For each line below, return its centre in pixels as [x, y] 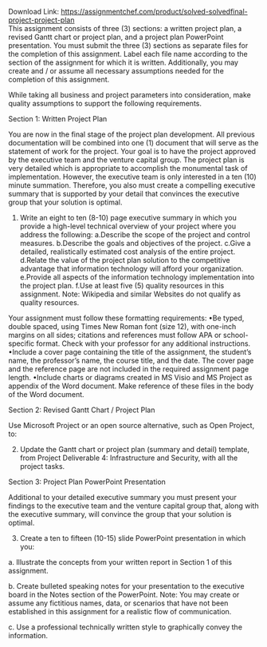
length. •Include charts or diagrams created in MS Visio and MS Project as [130, 377]
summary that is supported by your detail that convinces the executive [124, 194]
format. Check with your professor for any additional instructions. [143, 343]
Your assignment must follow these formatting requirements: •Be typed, [126, 318]
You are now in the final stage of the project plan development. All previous [132, 134]
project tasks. [42, 466]
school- [236, 335]
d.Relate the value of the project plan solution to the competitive [125, 260]
